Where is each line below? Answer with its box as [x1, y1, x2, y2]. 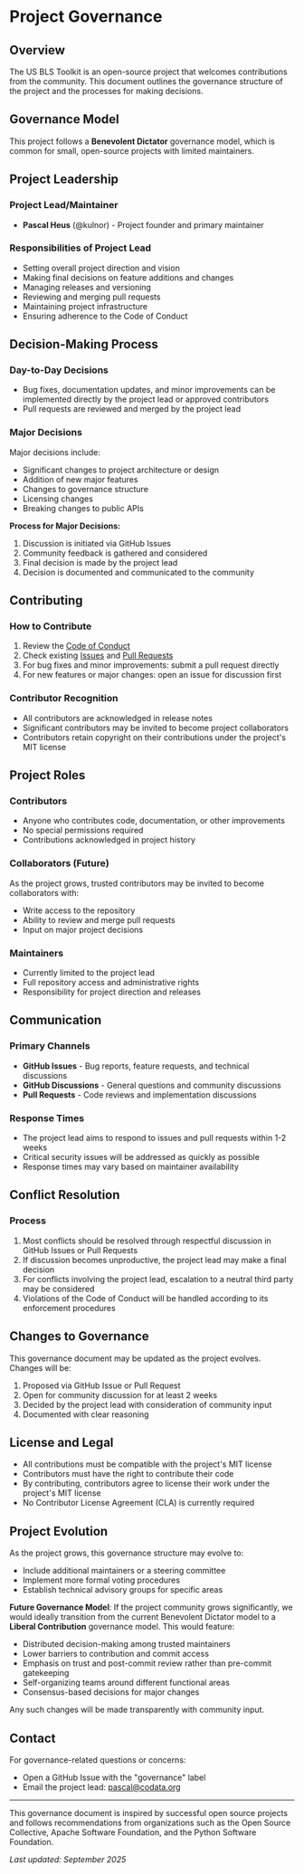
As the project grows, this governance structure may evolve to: [9, 1547, 244, 1558]
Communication [9, 1013, 102, 1028]
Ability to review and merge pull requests [22, 914, 176, 925]
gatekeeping [22, 1668, 70, 1679]
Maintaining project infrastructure [22, 300, 147, 311]
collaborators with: [9, 887, 80, 898]
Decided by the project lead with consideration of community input [22, 1399, 272, 1410]
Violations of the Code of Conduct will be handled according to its [22, 1292, 269, 1304]
